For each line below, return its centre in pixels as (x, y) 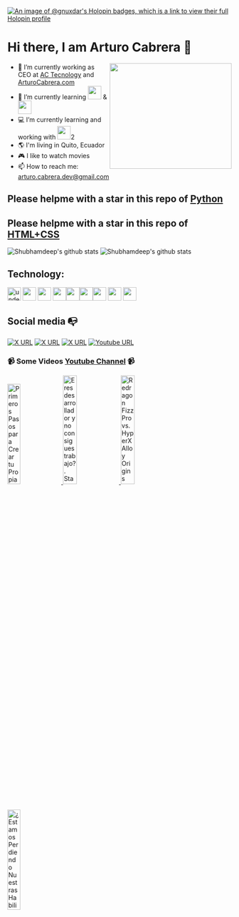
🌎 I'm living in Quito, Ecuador (61, 145)
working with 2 (46, 137)
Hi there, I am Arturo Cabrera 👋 (100, 47)
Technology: (36, 274)
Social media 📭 (43, 322)
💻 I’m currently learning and (59, 119)
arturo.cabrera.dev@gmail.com (63, 176)
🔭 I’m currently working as (56, 67)
